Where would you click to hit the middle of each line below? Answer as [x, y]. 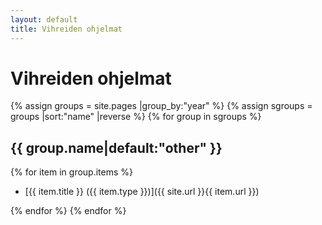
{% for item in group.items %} [72, 172]
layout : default [44, 19]
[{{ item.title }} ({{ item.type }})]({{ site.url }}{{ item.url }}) [142, 192]
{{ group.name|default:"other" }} [116, 147]
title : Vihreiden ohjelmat [66, 29]
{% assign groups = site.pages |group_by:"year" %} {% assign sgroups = [161, 106]
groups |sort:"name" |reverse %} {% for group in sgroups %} [136, 117]
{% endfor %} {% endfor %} [68, 211]
